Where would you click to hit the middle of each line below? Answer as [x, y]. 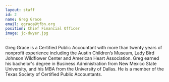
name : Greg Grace [23, 19]
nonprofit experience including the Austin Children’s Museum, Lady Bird [80, 53]
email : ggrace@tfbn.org [30, 24]
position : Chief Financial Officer [43, 29]
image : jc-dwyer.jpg [27, 33]
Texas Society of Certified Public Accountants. [54, 74]
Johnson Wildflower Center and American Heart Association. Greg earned [82, 58]
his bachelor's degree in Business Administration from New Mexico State [81, 64]
